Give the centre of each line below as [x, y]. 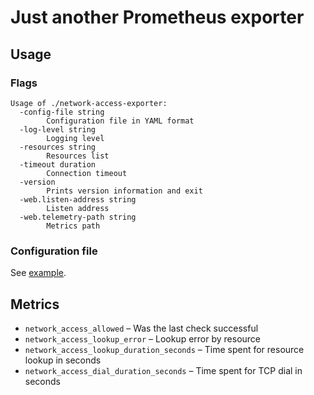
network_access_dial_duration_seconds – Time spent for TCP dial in [163, 370]
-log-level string [58, 129]
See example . [38, 273]
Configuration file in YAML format [120, 121]
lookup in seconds [63, 360]
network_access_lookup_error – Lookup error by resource [143, 338]
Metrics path [73, 226]
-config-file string [62, 112]
